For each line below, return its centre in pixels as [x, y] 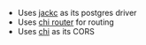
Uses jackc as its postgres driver [77, 13]
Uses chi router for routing [66, 22]
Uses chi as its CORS [56, 31]
